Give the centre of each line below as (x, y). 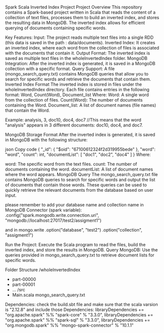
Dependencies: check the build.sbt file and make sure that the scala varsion (82, 304)
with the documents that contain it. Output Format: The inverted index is (78, 53)
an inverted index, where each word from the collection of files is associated (82, 48)
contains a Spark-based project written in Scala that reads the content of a (80, 12)
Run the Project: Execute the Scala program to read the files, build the (75, 244)
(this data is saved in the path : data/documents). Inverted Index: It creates (80, 43)
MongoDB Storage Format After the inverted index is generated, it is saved (80, 135)
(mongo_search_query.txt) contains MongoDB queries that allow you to (77, 74)
